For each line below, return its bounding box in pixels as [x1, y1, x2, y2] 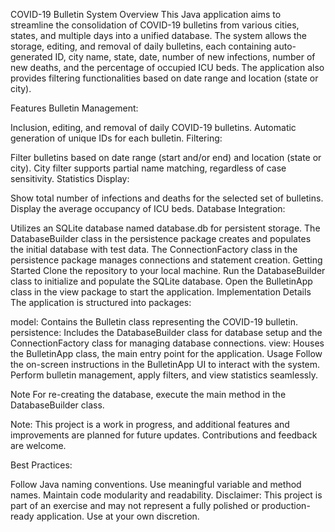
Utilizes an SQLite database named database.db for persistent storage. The [10, 222, 321, 234]
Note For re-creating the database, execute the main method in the [10, 389, 287, 400]
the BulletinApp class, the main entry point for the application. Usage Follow [10, 348, 323, 359]
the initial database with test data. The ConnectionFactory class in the [10, 244, 298, 255]
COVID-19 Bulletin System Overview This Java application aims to [10, 9, 282, 20]
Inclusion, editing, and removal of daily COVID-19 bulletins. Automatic [10, 122, 297, 133]
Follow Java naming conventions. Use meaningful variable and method [10, 479, 302, 490]
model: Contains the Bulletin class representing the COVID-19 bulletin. [10, 316, 298, 328]
